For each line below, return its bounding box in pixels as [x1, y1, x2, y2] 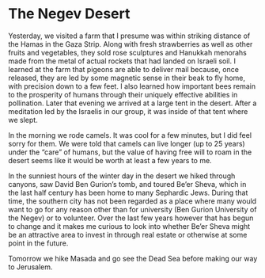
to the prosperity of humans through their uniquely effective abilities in [8, 89, 238, 99]
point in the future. [8, 238, 69, 248]
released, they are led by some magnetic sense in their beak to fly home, [8, 73, 246, 82]
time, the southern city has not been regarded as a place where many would [8, 196, 257, 206]
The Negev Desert [8, 5, 131, 23]
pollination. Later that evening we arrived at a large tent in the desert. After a [8, 98, 257, 108]
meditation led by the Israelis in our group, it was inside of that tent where [8, 106, 248, 116]
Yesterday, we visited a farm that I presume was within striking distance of [8, 31, 251, 40]
